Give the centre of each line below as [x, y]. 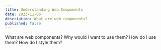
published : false [23, 23]
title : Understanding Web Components [44, 10]
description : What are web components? [46, 19]
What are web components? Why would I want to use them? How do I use [81, 37]
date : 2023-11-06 [23, 14]
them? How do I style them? [34, 43]
